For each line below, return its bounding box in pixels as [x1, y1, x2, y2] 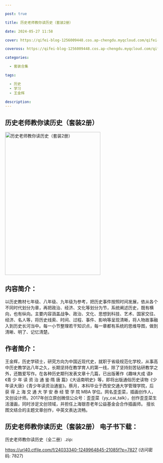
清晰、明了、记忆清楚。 [5, 329, 52, 335]
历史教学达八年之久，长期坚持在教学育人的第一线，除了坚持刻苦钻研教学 [9, 364, 154, 370]
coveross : [5, 47, 25, 51]
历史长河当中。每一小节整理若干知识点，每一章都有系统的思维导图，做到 [13, 323, 158, 328]
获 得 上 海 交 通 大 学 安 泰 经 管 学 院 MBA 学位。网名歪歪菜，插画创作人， [5, 389, 156, 394]
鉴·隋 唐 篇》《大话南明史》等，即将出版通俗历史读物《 [45, 377, 153, 382]
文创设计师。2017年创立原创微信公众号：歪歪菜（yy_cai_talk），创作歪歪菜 [5, 394, 153, 401]
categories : [5, 55, 29, 60]
